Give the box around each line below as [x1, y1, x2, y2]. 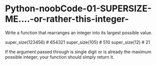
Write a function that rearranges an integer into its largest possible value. [5, 30, 153, 35]
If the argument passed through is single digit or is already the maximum [5, 49, 152, 55]
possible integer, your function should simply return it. [5, 54, 114, 60]
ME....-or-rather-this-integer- [5, 13, 129, 25]
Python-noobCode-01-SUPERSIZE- [5, 3, 152, 14]
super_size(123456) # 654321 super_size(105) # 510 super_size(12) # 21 [5, 39, 151, 45]
